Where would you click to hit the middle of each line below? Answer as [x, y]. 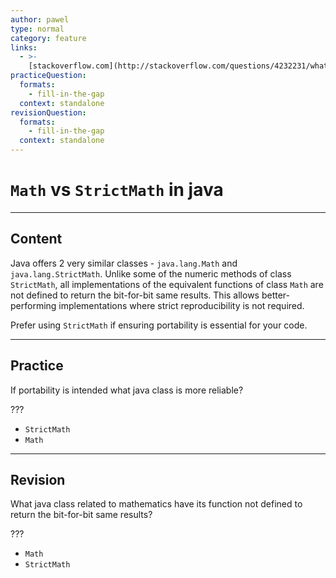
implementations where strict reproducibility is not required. [181, 305]
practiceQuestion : [48, 76]
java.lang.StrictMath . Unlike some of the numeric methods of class [151, 273]
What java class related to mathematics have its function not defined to [156, 504]
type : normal [37, 29]
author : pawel [40, 19]
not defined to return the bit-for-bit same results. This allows [135, 295]
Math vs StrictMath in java [117, 190]
